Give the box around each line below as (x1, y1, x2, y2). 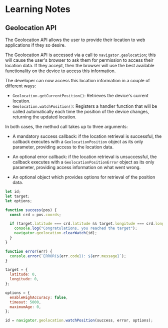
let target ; (5, 194, 30, 199)
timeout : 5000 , (9, 299, 41, 304)
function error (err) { (5, 249, 52, 254)
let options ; (5, 198, 32, 204)
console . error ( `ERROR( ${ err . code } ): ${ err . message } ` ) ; (9, 253, 126, 259)
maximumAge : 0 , (9, 304, 41, 309)
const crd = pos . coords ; (9, 212, 61, 217)
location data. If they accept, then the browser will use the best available (5, 63, 155, 68)
